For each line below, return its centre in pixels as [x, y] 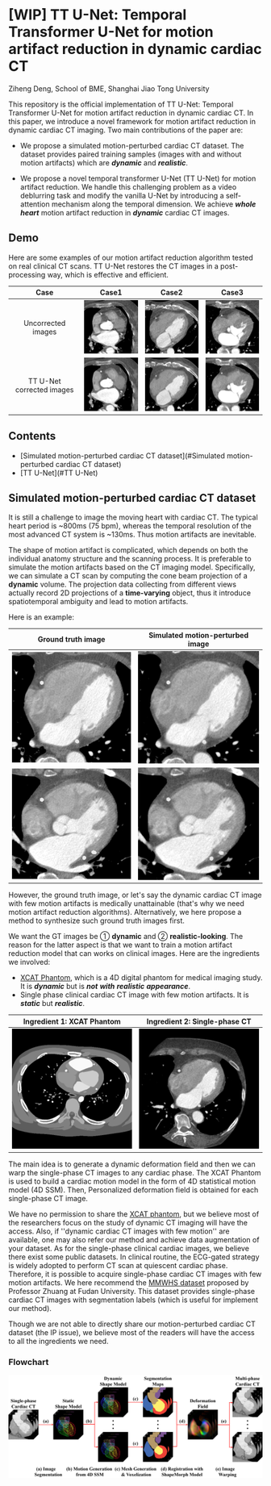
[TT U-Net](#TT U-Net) [59, 473]
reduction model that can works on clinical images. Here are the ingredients [134, 954]
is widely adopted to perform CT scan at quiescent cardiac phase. [118, 1265]
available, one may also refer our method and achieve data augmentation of [134, 1239]
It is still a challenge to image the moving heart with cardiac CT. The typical [133, 517]
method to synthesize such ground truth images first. [97, 920]
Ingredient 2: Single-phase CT [199, 1021]
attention [35, 204]
